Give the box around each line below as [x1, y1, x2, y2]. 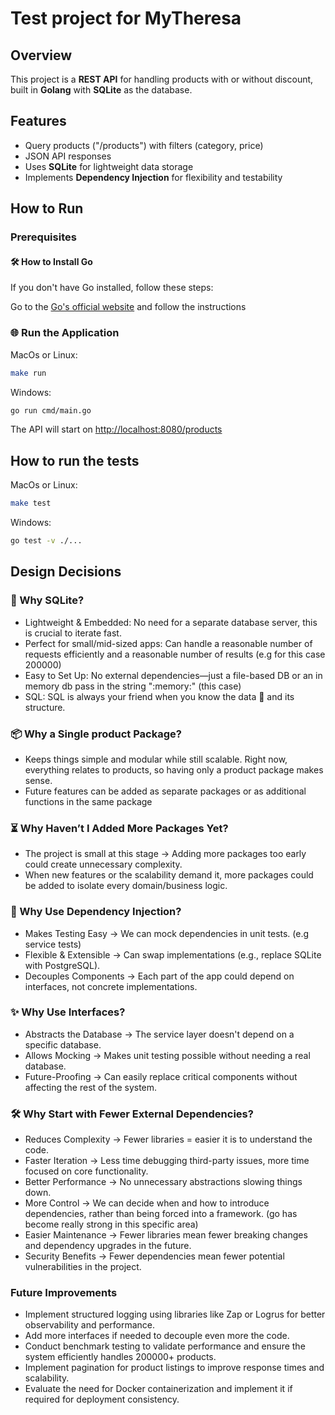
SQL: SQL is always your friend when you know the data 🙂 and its [24, 690, 295, 702]
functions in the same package [24, 795, 153, 807]
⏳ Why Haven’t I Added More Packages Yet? [10, 821, 229, 835]
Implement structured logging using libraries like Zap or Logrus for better [24, 1308, 326, 1321]
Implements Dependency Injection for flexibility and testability [24, 171, 283, 183]
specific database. [24, 1038, 102, 1051]
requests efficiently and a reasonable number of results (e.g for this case [24, 648, 326, 660]
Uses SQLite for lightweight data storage [24, 160, 194, 172]
